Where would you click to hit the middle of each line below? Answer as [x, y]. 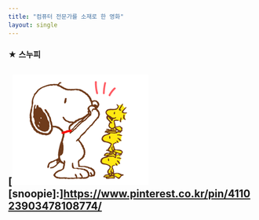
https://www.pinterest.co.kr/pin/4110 [157, 194]
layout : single [33, 25]
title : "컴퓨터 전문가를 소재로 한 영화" [66, 16]
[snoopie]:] [36, 194]
